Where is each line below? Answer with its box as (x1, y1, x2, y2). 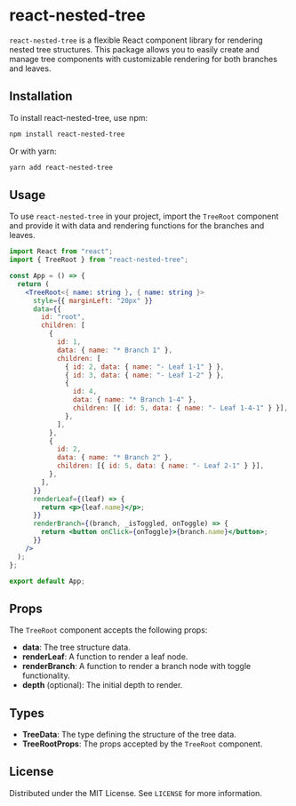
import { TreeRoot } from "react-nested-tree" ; (9, 255, 189, 265)
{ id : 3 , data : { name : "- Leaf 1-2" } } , (65, 371, 225, 379)
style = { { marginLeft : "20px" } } (32, 296, 153, 305)
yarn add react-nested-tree (9, 163, 114, 172)
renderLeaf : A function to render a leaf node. (21, 651, 188, 662)
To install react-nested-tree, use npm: (9, 112, 148, 123)
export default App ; (9, 577, 86, 586)
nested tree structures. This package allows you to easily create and (9, 44, 260, 54)
